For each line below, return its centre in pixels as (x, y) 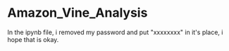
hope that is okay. (33, 39)
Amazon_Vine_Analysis (78, 13)
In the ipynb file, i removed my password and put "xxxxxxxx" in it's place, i (115, 32)
